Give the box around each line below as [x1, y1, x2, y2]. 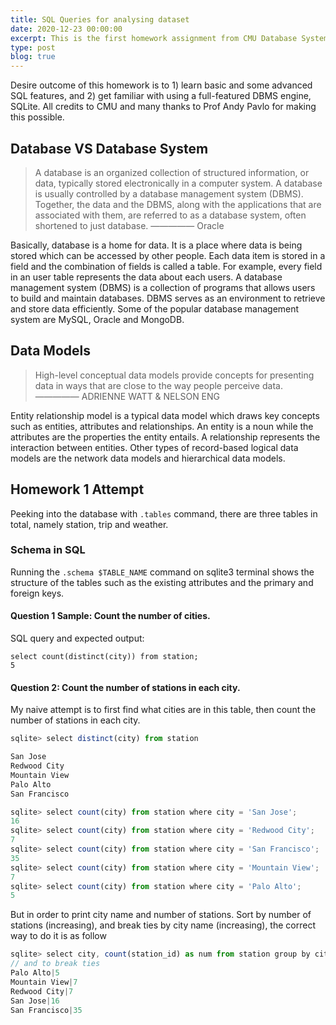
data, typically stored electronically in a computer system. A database [34, 177, 323, 189]
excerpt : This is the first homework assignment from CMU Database [10, 33, 298, 43]
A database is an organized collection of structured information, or [34, 166, 310, 178]
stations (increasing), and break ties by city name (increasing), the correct [10, 919, 316, 931]
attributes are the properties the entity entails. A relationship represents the [10, 431, 321, 443]
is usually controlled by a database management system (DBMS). [34, 187, 304, 200]
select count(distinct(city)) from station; [10, 652, 199, 662]
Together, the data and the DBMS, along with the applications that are [34, 198, 322, 210]
